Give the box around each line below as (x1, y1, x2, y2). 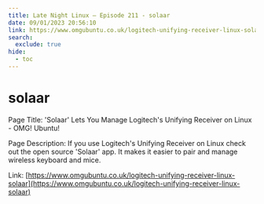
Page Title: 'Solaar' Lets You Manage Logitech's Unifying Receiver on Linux (8, 115, 252, 124)
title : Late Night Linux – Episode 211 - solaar (8, 11, 170, 20)
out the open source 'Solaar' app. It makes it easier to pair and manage (8, 147, 238, 156)
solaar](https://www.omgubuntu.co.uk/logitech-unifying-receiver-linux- (8, 178, 240, 188)
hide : (8, 48, 26, 56)
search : (8, 33, 34, 42)
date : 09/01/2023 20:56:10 (8, 19, 97, 27)
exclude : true (15, 41, 61, 49)
